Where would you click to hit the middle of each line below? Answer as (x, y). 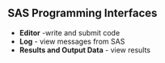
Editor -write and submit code (70, 32)
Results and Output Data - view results (85, 50)
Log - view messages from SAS (72, 41)
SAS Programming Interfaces (82, 13)
